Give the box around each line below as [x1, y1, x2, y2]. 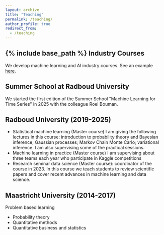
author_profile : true [5, 21, 51, 27]
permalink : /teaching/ [5, 17, 53, 22]
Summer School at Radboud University [5, 82, 129, 91]
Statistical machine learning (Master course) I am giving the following [12, 129, 156, 135]
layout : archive [5, 7, 39, 13]
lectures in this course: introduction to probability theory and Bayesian [12, 134, 158, 140]
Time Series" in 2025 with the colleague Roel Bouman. [5, 101, 118, 107]
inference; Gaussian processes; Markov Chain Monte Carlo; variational [12, 139, 159, 145]
